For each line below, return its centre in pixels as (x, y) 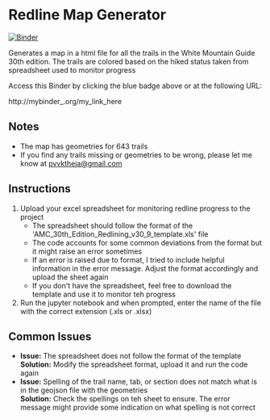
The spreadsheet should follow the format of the (112, 225)
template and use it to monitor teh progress (104, 294)
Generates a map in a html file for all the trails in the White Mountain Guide (132, 52)
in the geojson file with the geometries (84, 390)
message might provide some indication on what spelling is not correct (137, 407)
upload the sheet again (70, 277)
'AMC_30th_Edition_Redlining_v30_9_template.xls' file (120, 234)
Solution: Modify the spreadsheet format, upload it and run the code (134, 364)
